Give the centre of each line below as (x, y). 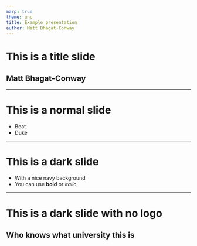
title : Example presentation (42, 22)
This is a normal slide (59, 110)
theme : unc (19, 17)
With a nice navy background (50, 178)
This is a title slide (51, 57)
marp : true (19, 11)
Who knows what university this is (70, 235)
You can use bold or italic (45, 184)
